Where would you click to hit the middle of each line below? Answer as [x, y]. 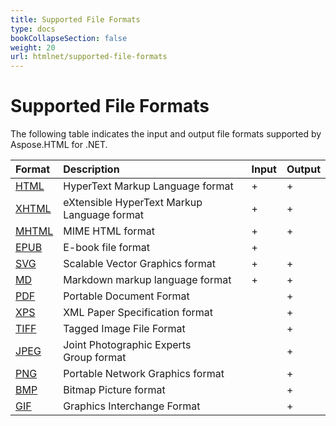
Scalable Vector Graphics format [140, 264]
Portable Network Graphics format [144, 374]
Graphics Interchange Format [132, 406]
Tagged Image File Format [124, 329]
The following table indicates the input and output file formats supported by [166, 134]
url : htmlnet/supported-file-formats [89, 57]
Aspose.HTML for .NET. [59, 145]
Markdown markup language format [147, 280]
